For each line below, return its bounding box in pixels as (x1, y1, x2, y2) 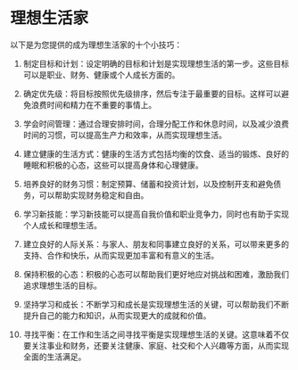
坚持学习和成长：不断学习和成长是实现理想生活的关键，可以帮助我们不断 (22, 299, 289, 309)
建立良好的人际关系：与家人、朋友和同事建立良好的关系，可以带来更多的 (22, 238, 289, 250)
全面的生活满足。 (22, 351, 87, 362)
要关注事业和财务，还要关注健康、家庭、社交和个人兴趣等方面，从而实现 (22, 340, 289, 350)
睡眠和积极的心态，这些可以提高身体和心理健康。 (22, 160, 203, 170)
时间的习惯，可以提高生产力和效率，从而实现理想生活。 (22, 129, 227, 140)
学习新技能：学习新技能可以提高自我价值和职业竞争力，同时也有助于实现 (22, 209, 289, 219)
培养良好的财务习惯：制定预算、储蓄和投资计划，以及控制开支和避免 (22, 178, 274, 189)
